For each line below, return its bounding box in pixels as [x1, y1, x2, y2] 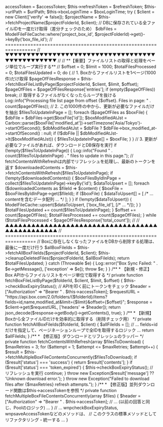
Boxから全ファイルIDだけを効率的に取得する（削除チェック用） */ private [5, 316, 152, 322]
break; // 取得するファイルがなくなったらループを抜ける [5, 92, 116, 98]
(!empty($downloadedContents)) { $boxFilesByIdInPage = [5, 175, 121, 181]
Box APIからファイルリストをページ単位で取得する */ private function [5, 272, 143, 278]
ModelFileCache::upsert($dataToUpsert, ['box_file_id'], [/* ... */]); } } [5, 202, 142, 207]
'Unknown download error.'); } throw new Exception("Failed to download [5, 376, 149, 381]
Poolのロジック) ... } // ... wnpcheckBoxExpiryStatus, [13, 405, 118, 411]
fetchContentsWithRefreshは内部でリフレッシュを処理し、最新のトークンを [5, 158, 156, 164]
